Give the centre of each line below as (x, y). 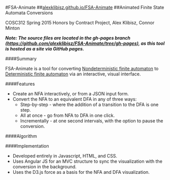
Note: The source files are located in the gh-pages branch (68, 38)
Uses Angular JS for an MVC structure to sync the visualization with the (87, 161)
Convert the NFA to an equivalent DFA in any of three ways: (75, 99)
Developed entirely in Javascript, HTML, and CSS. (65, 156)
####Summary (21, 59)
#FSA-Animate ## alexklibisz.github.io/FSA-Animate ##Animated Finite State (85, 7)
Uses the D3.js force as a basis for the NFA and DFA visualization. (81, 172)
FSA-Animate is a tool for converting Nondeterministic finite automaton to (82, 69)
